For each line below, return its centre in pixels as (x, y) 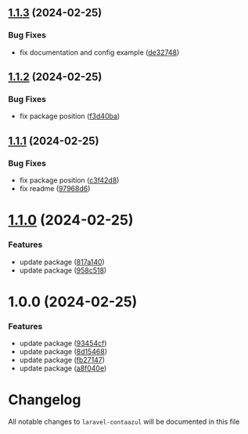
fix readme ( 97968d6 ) (55, 189)
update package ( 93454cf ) (63, 343)
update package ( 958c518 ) (63, 270)
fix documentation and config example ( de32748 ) (99, 52)
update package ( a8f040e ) (63, 368)
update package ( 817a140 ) (62, 262)
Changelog (45, 400)
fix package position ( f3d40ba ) (70, 116)
